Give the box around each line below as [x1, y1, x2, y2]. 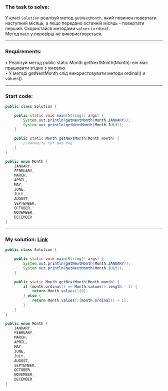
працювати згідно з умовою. [5, 65, 66, 71]
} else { [23, 293, 41, 298]
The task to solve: [5, 4, 50, 11]
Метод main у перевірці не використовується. [5, 31, 102, 37]
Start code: [5, 93, 33, 100]
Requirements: [5, 48, 42, 55]
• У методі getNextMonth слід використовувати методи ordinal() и [5, 70, 146, 76]
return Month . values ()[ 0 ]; [31, 289, 88, 294]
